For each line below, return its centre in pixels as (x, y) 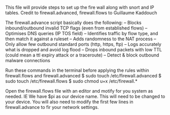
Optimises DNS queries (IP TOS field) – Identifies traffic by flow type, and (82, 33)
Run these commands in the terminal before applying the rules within (77, 70)
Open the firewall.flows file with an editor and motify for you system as (79, 91)
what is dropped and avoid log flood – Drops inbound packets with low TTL (84, 50)
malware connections (28, 60)
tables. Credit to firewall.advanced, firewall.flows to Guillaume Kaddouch (81, 13)
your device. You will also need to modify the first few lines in (69, 102)
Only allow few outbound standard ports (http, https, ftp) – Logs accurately (83, 44)
